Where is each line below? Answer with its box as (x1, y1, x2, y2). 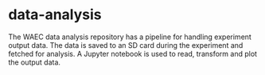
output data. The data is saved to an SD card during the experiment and (8, 40, 244, 49)
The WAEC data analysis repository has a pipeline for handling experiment (8, 32, 252, 41)
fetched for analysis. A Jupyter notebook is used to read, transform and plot (8, 49, 257, 58)
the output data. (8, 57, 61, 67)
